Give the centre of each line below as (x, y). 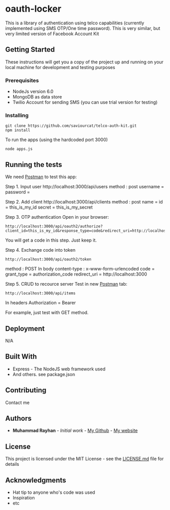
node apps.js (19, 149)
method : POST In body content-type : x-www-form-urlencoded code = (80, 269)
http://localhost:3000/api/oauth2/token (49, 259)
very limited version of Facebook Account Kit (52, 33)
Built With (21, 356)
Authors (18, 418)
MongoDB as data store (37, 97)
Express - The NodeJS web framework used (59, 369)
